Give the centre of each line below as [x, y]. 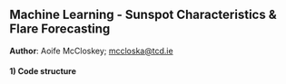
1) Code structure [43, 71]
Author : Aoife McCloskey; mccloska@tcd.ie [92, 51]
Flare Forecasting [60, 29]
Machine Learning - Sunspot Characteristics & [143, 15]
